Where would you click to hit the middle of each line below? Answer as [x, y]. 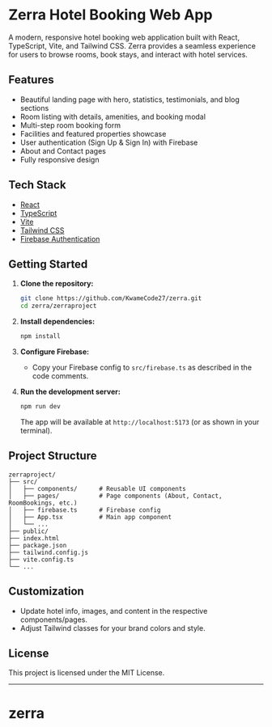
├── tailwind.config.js [49, 552]
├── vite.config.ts [41, 560]
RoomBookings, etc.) [43, 503]
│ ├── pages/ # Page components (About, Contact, [115, 496]
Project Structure [53, 456]
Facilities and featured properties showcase [93, 133]
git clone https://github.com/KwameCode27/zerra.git [111, 298]
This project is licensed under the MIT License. [87, 673]
